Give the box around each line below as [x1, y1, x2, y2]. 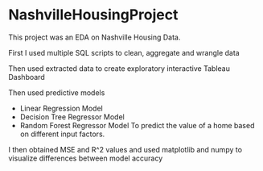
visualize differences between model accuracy [8, 153, 163, 163]
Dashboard [8, 72, 46, 81]
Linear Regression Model [19, 103, 103, 113]
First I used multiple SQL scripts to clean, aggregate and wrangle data [8, 48, 240, 57]
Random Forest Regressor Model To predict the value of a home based [19, 120, 255, 130]
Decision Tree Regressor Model [19, 111, 125, 122]
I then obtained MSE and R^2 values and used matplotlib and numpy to [8, 144, 243, 154]
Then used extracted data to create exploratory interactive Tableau [8, 63, 231, 73]
